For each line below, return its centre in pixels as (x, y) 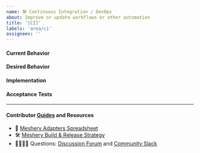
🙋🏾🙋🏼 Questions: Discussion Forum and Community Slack (86, 143)
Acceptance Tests (29, 94)
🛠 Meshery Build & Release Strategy (60, 135)
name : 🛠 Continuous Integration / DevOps (59, 12)
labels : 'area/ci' (29, 28)
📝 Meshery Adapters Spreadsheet (56, 128)
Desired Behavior (28, 67)
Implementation (26, 80)
